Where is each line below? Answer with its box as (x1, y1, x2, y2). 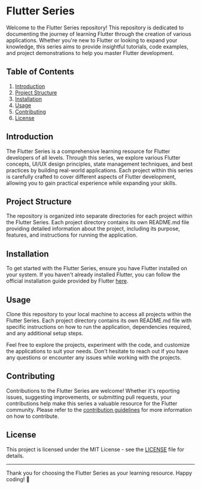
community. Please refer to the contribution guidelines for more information (6, 406, 193, 413)
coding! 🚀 (6, 475, 30, 482)
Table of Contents (6, 67, 75, 77)
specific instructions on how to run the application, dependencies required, (6, 323, 191, 330)
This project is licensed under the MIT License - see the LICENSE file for (6, 445, 184, 453)
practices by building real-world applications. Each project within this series (6, 166, 193, 174)
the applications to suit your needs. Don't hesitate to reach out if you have (6, 348, 188, 354)
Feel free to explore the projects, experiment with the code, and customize (6, 341, 190, 348)
